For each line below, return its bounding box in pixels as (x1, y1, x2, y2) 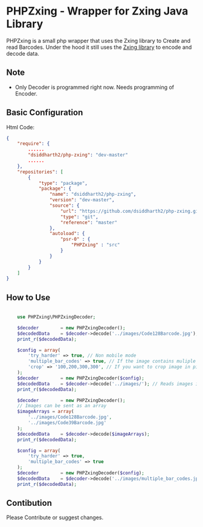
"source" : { (49, 202, 80, 209)
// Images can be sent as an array (17, 403, 107, 409)
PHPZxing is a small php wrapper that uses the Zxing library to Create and (6, 37, 191, 44)
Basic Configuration (6, 108, 83, 118)
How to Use (6, 292, 51, 303)
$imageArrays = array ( (17, 409, 74, 415)
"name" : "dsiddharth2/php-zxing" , (49, 192, 137, 198)
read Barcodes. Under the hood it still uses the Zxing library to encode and (6, 44, 192, 51)
